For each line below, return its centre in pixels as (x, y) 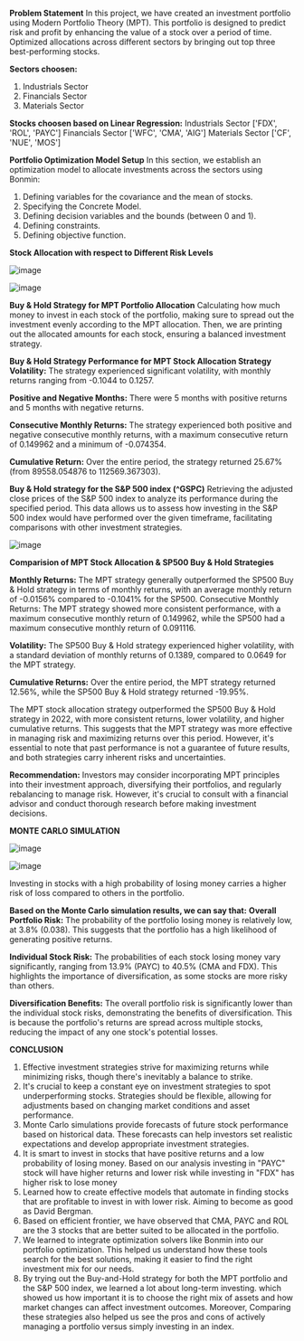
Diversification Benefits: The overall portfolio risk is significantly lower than (151, 1003)
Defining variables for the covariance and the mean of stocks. (138, 197)
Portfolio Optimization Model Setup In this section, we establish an (135, 160)
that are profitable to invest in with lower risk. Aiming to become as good (158, 1201)
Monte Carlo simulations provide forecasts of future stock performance (155, 1124)
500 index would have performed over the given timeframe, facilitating (141, 518)
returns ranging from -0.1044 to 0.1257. (82, 380)
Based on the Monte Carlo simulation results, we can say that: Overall (143, 911)
